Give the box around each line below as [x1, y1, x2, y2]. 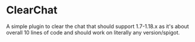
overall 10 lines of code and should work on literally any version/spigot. [6, 29, 180, 36]
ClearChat [6, 3, 58, 17]
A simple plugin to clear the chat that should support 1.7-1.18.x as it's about [6, 23, 189, 30]
